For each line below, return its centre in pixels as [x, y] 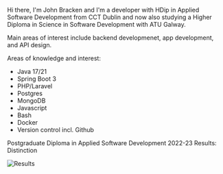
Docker [27, 122]
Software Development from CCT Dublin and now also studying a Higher [110, 17]
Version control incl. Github [56, 130]
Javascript [32, 108]
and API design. [30, 45]
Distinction [22, 150]
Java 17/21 [32, 72]
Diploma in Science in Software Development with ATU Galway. [97, 24]
